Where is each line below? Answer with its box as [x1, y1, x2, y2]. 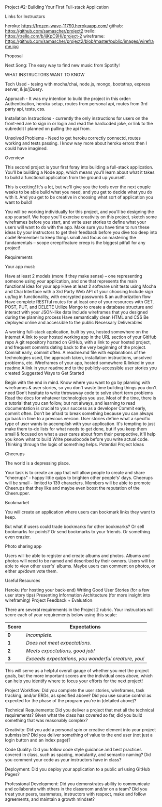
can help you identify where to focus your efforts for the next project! [5, 678, 143, 684]
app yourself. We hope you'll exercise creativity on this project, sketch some [5, 214, 157, 220]
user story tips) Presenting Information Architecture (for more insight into [5, 592, 151, 598]
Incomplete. [26, 632, 53, 638]
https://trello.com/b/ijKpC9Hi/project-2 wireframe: [5, 33, 105, 39]
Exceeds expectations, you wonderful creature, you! [26, 655, 145, 662]
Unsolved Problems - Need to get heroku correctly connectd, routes [5, 135, 141, 141]
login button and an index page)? [5, 737, 71, 743]
